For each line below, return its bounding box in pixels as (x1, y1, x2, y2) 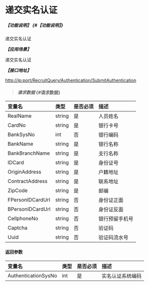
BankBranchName (7, 150, 50, 157)
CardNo (7, 122, 26, 129)
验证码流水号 (98, 234, 129, 241)
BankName (7, 140, 34, 147)
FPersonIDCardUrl (7, 196, 51, 203)
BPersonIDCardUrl (7, 206, 51, 213)
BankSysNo (7, 131, 35, 138)
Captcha (7, 224, 28, 231)
